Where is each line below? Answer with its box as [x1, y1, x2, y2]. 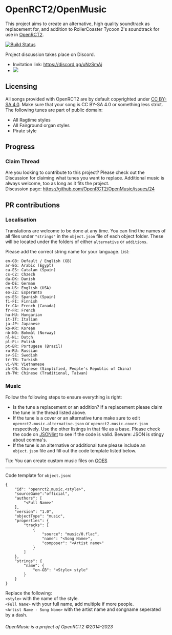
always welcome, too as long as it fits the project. [5, 181, 110, 187]
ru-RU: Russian [5, 348, 38, 353]
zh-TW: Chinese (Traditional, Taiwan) [5, 371, 88, 376]
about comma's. [12, 437, 47, 443]
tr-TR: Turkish [5, 358, 38, 363]
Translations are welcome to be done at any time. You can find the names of [5, 228, 166, 234]
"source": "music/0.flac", [41, 532, 100, 537]
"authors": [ [14, 496, 42, 501]
